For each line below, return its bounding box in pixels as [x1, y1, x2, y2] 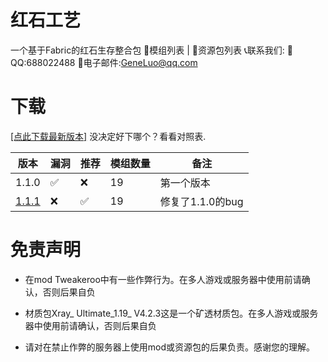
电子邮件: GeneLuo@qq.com [83, 56, 198, 68]
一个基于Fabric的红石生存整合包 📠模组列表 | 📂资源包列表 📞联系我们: [10, 44, 285, 56]
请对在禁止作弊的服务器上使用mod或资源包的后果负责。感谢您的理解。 [24, 341, 316, 353]
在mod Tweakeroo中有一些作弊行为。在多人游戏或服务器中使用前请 [24, 273, 302, 285]
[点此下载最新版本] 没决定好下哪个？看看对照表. [10, 130, 207, 142]
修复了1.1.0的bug [159, 194, 244, 208]
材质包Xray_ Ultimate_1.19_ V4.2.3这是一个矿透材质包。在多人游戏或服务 [24, 307, 319, 319]
